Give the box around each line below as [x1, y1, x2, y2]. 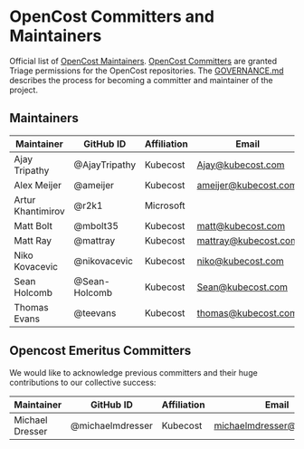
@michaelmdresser [71, 419, 154, 432]
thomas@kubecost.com [196, 306, 299, 319]
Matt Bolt [14, 219, 52, 232]
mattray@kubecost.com [196, 234, 299, 246]
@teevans [73, 306, 117, 319]
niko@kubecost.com [196, 254, 285, 267]
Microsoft [144, 199, 185, 212]
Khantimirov [14, 205, 65, 217]
